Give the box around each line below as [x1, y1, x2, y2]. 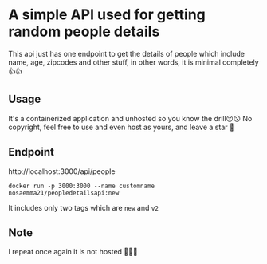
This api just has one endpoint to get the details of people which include [8, 49, 245, 58]
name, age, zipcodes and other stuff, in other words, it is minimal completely [8, 57, 259, 67]
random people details [8, 22, 160, 41]
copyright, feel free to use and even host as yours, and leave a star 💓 [8, 122, 235, 132]
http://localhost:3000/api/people [8, 166, 116, 176]
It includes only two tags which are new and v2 [8, 203, 159, 212]
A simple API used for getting [8, 6, 206, 24]
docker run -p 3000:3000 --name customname [8, 182, 155, 190]
